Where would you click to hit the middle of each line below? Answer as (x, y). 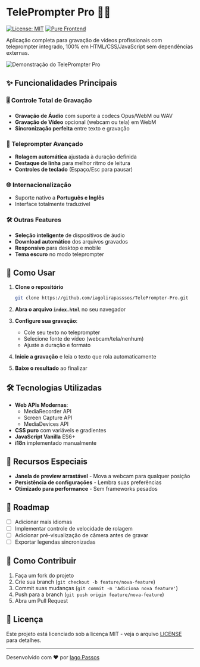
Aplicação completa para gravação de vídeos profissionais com (84, 40)
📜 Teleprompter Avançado (45, 144)
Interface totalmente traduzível (52, 204)
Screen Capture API (48, 418)
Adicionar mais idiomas (43, 522)
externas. (18, 52)
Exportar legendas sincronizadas (55, 542)
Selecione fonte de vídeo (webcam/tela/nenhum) (84, 339)
